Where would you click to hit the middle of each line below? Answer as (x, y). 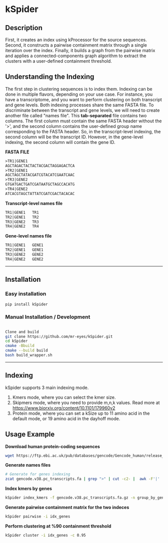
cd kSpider (16, 341)
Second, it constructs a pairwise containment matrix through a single (76, 45)
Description (24, 28)
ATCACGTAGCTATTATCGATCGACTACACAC (40, 194)
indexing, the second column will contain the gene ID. (60, 142)
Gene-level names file (28, 236)
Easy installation (26, 294)
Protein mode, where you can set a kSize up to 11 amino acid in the (81, 413)
